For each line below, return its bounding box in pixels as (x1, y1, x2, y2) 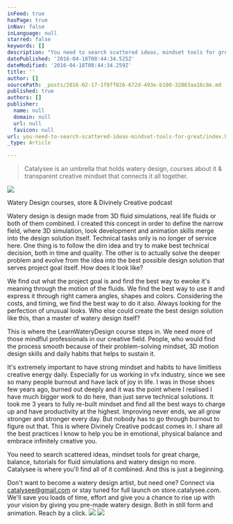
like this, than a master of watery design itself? (7, 314, 141, 322)
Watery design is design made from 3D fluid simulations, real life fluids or (7, 212, 216, 220)
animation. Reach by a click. (7, 509, 87, 518)
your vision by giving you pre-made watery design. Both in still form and (7, 501, 214, 509)
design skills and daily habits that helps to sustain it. (7, 350, 156, 358)
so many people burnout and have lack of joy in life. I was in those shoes (7, 378, 215, 386)
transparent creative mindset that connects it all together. (24, 172, 189, 181)
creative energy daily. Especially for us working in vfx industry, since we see (7, 370, 225, 379)
